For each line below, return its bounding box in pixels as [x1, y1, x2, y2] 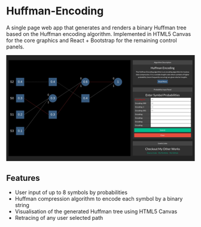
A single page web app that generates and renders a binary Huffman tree [6, 24, 187, 31]
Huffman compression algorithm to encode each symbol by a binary [14, 195, 183, 202]
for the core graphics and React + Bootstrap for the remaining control [6, 37, 178, 44]
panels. [6, 43, 25, 50]
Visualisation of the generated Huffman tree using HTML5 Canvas [14, 208, 178, 215]
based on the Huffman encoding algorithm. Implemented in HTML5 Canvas [6, 30, 191, 37]
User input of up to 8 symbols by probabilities [14, 189, 127, 196]
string [14, 202, 30, 209]
